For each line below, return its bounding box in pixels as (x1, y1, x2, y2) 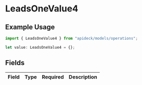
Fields (5, 59, 25, 67)
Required (42, 73, 64, 80)
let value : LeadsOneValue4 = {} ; (5, 45, 75, 50)
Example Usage (5, 23, 55, 31)
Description (68, 73, 98, 80)
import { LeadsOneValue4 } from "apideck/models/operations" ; (5, 36, 138, 41)
